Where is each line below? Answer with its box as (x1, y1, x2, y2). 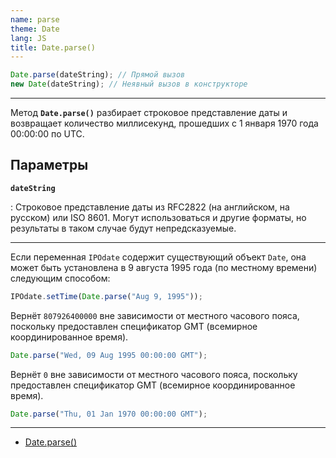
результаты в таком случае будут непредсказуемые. (10, 222, 237, 234)
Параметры (10, 157, 89, 174)
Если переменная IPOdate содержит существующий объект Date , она (10, 251, 307, 263)
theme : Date (10, 24, 60, 34)
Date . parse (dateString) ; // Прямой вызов (10, 70, 186, 80)
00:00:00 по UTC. (10, 128, 85, 140)
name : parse (10, 14, 60, 25)
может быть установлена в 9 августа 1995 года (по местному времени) (10, 261, 318, 273)
